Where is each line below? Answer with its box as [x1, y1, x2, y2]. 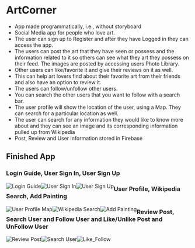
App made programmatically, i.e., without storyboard [14, 23, 142, 30]
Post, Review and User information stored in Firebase [14, 135, 143, 142]
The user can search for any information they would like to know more [14, 116, 184, 123]
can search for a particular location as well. [14, 109, 119, 117]
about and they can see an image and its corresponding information [14, 122, 178, 129]
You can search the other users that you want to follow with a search [14, 91, 180, 98]
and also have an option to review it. [14, 78, 102, 85]
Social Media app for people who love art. [14, 29, 116, 36]
